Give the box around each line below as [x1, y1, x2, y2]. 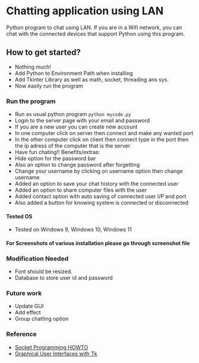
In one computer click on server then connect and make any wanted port [14, 130, 194, 137]
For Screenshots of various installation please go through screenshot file [6, 239, 190, 246]
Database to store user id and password [14, 274, 113, 281]
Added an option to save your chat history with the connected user [14, 180, 179, 187]
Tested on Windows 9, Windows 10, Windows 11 [14, 226, 132, 233]
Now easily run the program [14, 82, 83, 89]
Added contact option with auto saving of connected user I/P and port [14, 193, 187, 200]
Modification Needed [6, 254, 69, 262]
